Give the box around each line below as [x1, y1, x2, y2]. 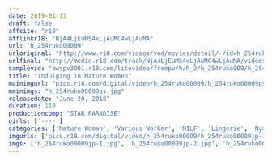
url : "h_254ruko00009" [8, 42, 85, 50]
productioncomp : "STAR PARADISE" [8, 110, 121, 118]
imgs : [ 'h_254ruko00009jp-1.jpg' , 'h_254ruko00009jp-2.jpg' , [8, 139, 219, 148]
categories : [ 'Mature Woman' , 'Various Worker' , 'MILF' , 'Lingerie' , [8, 124, 249, 133]
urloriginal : [8, 49, 53, 57]
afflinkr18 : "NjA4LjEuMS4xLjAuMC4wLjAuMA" [8, 34, 154, 43]
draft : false [8, 19, 53, 27]
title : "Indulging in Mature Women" [8, 72, 132, 80]
